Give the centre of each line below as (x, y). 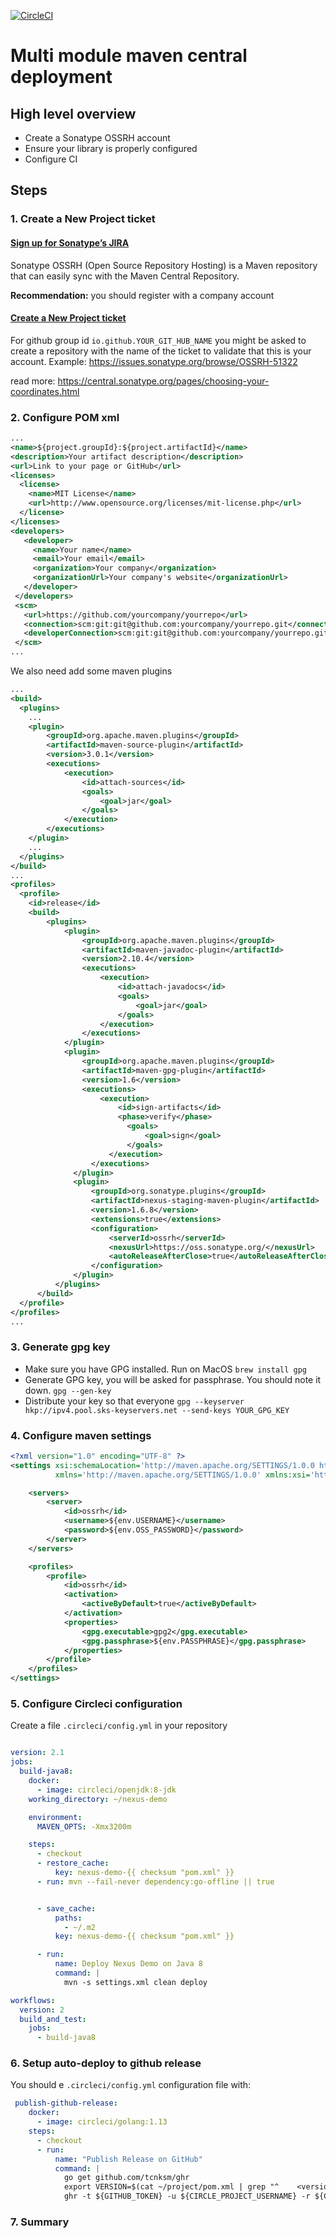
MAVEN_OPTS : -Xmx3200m (84, 1826)
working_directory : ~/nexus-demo (98, 1799)
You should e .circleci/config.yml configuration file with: (131, 2085)
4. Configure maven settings (81, 1435)
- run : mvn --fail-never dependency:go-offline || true (155, 1881)
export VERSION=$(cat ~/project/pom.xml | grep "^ (171, 2187)
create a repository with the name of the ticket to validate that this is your (161, 351)
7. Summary (40, 2222)
